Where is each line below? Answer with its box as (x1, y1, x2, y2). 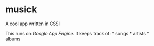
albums (5, 36, 21, 42)
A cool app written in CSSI (5, 20, 60, 27)
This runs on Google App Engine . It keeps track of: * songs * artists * (5, 30, 150, 36)
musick (5, 4, 37, 15)
